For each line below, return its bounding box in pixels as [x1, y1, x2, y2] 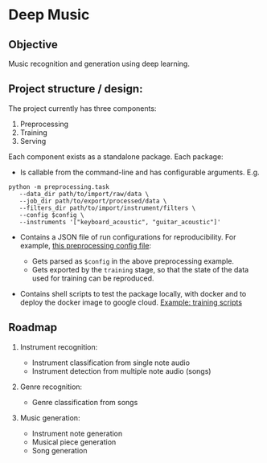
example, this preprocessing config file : [19, 240, 151, 250]
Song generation [31, 445, 88, 455]
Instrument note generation [31, 428, 123, 438]
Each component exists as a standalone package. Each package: [8, 151, 224, 162]
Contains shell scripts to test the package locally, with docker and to [19, 289, 247, 298]
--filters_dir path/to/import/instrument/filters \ [18, 203, 196, 212]
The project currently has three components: [8, 103, 157, 113]
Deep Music [8, 6, 90, 24]
